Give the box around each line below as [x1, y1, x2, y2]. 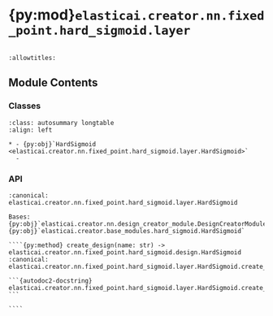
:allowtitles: [8, 54, 57, 62]
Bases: [8, 213, 31, 221]
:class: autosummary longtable [8, 119, 115, 127]
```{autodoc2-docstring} [8, 276, 93, 285]
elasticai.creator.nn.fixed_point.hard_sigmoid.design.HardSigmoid [8, 248, 242, 257]
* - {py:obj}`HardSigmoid [8, 140, 96, 148]
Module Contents [8, 76, 98, 90]
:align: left [8, 126, 53, 134]
